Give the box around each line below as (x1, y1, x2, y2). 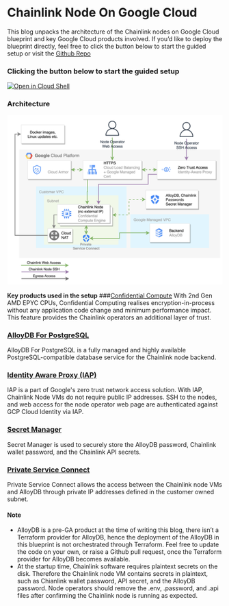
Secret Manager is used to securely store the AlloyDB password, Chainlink (7, 440, 217, 448)
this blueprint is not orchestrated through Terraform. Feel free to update (16, 540, 219, 549)
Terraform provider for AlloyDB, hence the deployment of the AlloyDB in (16, 533, 219, 542)
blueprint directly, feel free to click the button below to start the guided (7, 42, 206, 50)
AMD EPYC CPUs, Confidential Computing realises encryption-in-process (7, 298, 215, 306)
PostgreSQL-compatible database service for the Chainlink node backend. (7, 353, 217, 361)
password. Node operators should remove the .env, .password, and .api (16, 584, 219, 592)
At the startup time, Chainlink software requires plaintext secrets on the (16, 562, 218, 570)
